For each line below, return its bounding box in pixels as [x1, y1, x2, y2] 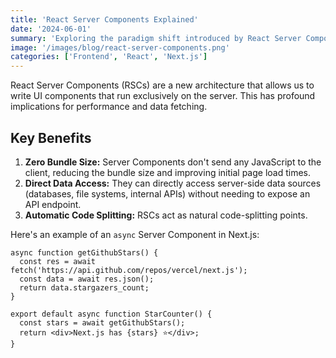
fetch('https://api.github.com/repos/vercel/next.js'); [10, 265, 248, 275]
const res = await [19, 256, 97, 266]
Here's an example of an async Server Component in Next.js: [10, 228, 260, 240]
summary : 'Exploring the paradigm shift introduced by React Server [10, 33, 302, 43]
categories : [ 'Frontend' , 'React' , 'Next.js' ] [10, 52, 208, 62]
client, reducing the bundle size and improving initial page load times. [24, 166, 312, 178]
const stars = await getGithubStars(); [19, 317, 186, 328]
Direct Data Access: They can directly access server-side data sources [24, 177, 322, 189]
